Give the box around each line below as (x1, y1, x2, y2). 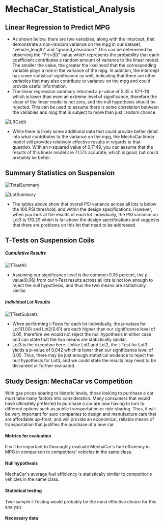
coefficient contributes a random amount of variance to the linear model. (12, 57, 160, 63)
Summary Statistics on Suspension (5, 169, 115, 177)
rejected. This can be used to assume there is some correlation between (12, 104, 159, 110)
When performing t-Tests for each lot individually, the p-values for (12, 321, 146, 327)
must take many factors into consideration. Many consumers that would (5, 395, 150, 401)
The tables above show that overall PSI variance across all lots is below (12, 201, 157, 207)
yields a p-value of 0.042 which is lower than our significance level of (12, 347, 153, 353)
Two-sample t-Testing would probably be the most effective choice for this (5, 498, 156, 504)
